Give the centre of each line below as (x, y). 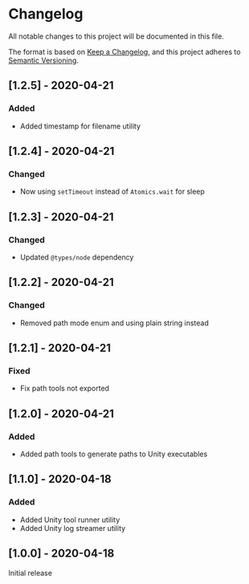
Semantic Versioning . (43, 60)
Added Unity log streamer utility (73, 528)
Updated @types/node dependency (77, 257)
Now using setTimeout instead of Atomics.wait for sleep (112, 192)
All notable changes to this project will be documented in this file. (116, 36)
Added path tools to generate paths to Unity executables (114, 454)
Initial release (30, 573)
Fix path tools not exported (65, 388)
